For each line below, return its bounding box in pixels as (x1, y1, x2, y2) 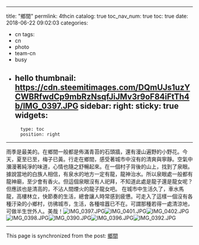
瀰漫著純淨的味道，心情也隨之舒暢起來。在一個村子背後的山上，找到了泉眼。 (6, 163, 193, 170)
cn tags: (14, 31, 35, 37)
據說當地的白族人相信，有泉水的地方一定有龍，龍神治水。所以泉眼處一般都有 (6, 170, 193, 177)
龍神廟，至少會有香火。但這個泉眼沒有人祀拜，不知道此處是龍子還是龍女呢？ (6, 178, 193, 185)
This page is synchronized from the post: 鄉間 (6, 232, 118, 239)
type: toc (20, 126, 44, 132)
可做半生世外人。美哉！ (6, 208, 63, 215)
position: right (20, 131, 60, 137)
